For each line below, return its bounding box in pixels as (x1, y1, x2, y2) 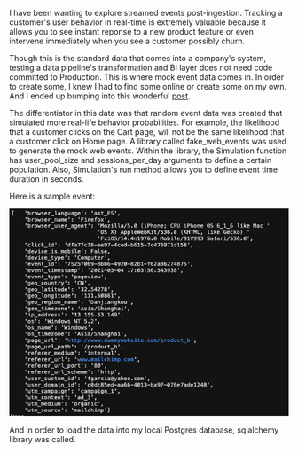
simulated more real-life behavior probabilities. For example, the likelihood (9, 117, 280, 128)
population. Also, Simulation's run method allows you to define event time (9, 164, 278, 175)
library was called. (9, 433, 76, 444)
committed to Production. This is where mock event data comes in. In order (9, 72, 285, 82)
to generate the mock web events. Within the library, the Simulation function (9, 145, 287, 156)
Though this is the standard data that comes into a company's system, (9, 53, 266, 63)
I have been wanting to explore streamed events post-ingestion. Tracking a (9, 8, 283, 18)
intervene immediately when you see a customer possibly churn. (9, 35, 246, 46)
